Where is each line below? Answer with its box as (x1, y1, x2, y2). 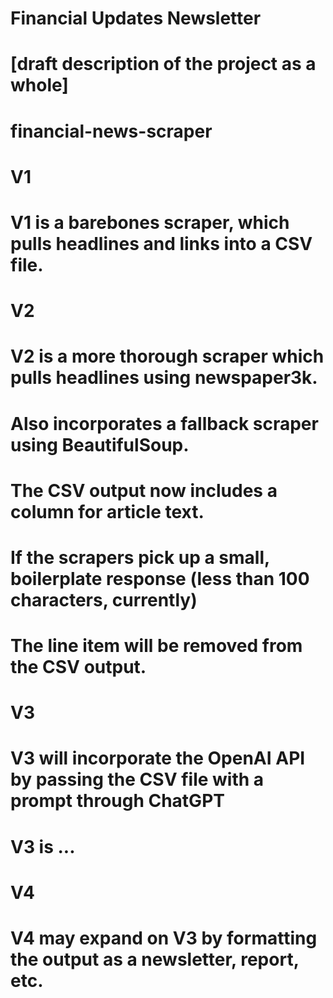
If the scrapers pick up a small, (10, 546, 270, 569)
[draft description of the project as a (10, 53, 317, 76)
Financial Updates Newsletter (10, 7, 262, 30)
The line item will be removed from (10, 635, 303, 657)
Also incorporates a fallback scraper (10, 412, 319, 435)
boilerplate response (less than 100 (10, 567, 310, 590)
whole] (10, 74, 69, 97)
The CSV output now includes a (10, 479, 278, 502)
